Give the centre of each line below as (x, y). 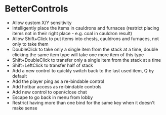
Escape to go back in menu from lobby (52, 97)
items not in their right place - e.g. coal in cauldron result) (72, 33)
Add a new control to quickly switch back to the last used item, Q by (83, 70)
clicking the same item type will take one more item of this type (78, 54)
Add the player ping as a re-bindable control (58, 81)
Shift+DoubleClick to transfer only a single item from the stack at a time (87, 60)
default (19, 76)
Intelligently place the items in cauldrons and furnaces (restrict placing (86, 28)
